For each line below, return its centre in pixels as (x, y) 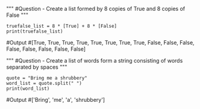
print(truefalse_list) (35, 31)
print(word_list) (28, 89)
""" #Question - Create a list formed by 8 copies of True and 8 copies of (96, 9)
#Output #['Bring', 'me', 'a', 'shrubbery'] (56, 100)
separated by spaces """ (37, 67)
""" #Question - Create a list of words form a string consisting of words (95, 61)
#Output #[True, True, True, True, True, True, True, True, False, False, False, (100, 42)
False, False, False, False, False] (46, 49)
